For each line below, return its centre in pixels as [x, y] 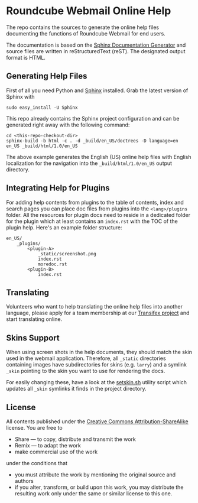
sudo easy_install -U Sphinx [42, 108]
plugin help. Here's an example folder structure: [64, 227]
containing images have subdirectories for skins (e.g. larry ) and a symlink [97, 365]
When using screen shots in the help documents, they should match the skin [99, 352]
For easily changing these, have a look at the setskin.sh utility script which [97, 382]
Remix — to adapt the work [48, 445]
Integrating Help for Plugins [58, 188]
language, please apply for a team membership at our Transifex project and [98, 313]
